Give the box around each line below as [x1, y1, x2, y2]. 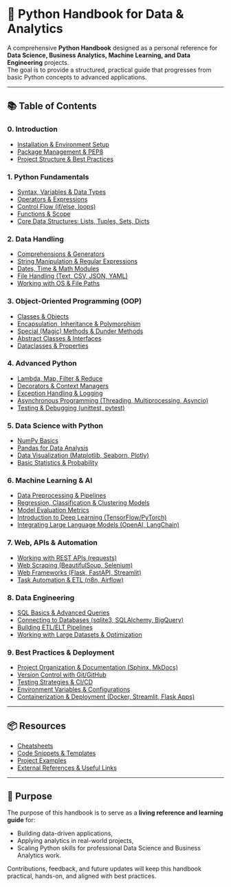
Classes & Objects [16, 312, 69, 320]
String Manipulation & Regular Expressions [16, 257, 138, 266]
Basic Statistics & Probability [16, 459, 98, 467]
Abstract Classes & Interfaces [16, 334, 102, 342]
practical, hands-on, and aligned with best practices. [7, 872, 157, 880]
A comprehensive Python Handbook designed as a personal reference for [7, 43, 218, 52]
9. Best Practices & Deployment [7, 648, 115, 657]
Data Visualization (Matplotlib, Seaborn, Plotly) [16, 451, 149, 459]
